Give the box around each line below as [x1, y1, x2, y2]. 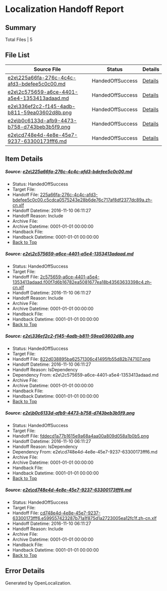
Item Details [5, 154, 43, 163]
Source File [33, 66, 61, 73]
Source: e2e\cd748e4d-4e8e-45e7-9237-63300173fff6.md [5, 487, 132, 493]
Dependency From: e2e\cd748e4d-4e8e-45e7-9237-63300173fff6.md [12, 449, 158, 455]
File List [5, 51, 30, 59]
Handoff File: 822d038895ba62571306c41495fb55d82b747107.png [12, 356, 151, 362]
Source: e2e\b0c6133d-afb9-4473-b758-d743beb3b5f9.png [5, 410, 135, 416]
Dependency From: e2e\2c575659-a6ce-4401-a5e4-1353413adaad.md [12, 372, 159, 378]
